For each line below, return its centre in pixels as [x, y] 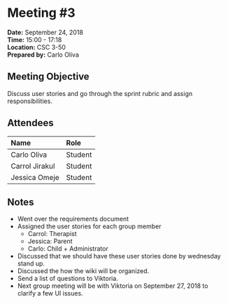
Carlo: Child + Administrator [68, 249]
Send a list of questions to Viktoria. [68, 279]
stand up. [31, 263]
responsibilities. [30, 101]
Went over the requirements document [73, 219]
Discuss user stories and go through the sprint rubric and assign [100, 93]
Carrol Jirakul [33, 166]
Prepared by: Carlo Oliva [43, 55]
